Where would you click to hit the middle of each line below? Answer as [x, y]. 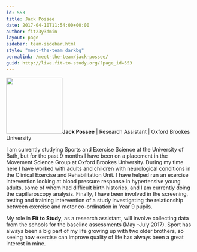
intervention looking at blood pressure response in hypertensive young [93, 181]
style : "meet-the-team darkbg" [45, 51]
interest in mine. [26, 243]
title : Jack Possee [31, 19]
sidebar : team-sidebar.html [41, 44]
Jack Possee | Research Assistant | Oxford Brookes [126, 131]
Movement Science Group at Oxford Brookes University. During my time [95, 162]
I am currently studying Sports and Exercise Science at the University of [95, 149]
